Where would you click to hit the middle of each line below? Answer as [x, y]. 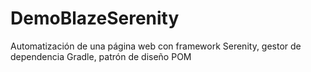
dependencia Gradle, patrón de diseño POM [101, 56]
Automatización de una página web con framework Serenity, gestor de [156, 46]
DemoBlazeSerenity [95, 18]
